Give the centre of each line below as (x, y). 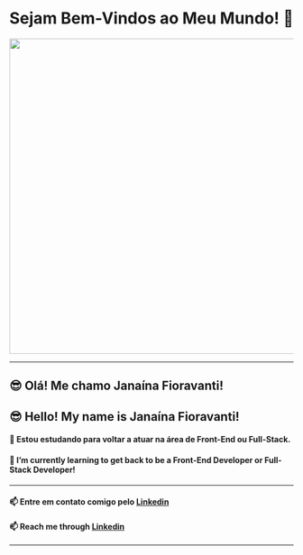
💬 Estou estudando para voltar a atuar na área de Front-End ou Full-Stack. (150, 440)
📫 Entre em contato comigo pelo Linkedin (89, 502)
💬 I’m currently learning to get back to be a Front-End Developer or (136, 459)
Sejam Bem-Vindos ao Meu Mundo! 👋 (151, 18)
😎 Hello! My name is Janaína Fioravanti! (124, 417)
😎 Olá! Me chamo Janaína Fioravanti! (116, 386)
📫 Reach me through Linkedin (67, 526)
